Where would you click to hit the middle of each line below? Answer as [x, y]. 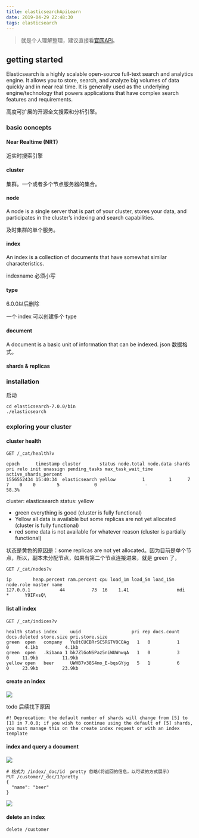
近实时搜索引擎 [24, 156]
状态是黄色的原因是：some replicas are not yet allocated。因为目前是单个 [96, 550]
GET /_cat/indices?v [32, 621]
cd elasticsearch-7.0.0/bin [41, 406]
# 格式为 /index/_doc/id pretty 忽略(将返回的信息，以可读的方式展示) [88, 771]
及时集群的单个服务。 [32, 230]
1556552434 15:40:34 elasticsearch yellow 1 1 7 [98, 480]
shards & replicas [28, 366]
